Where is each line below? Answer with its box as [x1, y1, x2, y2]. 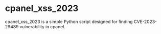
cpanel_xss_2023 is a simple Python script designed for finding [5, 19, 133, 24]
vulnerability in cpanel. [19, 23, 66, 29]
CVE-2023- [134, 19, 157, 24]
